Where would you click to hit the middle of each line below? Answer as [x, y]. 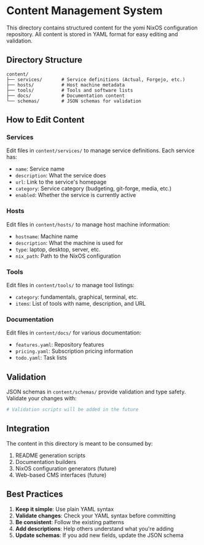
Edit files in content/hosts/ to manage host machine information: [88, 224]
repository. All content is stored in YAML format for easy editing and [92, 34]
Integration [28, 429]
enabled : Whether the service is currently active [76, 195]
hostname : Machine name [47, 236]
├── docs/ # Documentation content [65, 96]
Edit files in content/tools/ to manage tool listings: [70, 285]
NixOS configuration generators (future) [66, 468]
